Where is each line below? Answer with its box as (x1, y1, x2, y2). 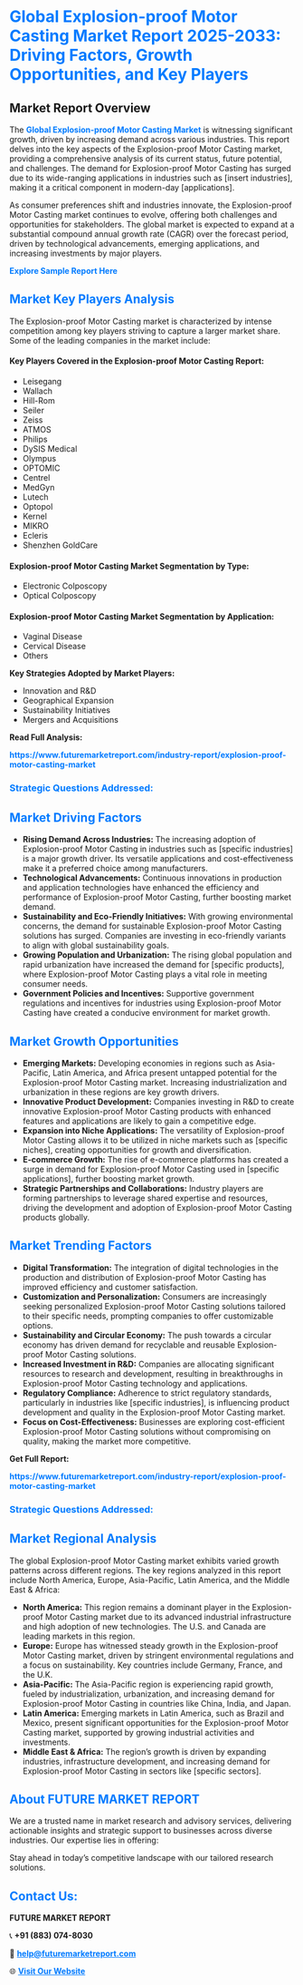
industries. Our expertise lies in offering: (9, 1834, 159, 1846)
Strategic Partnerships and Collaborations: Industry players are (22, 1182, 264, 1193)
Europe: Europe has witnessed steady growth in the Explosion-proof (22, 1640, 279, 1651)
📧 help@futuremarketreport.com (9, 1948, 137, 1960)
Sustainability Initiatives (22, 705, 111, 715)
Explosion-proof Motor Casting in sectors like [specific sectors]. (22, 1766, 262, 1776)
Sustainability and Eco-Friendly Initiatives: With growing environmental (22, 911, 294, 922)
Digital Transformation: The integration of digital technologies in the (22, 1262, 279, 1273)
